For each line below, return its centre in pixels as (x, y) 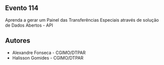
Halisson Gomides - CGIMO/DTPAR (48, 58)
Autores (18, 41)
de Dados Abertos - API (29, 25)
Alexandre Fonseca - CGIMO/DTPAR (49, 52)
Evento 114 (22, 8)
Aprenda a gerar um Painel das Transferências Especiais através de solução (82, 20)
